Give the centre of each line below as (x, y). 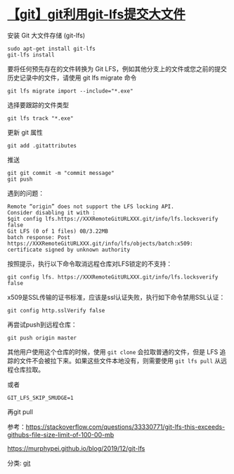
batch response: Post (39, 237)
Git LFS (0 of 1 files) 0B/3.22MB (58, 231)
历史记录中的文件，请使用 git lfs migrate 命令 (72, 78)
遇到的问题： (26, 193)
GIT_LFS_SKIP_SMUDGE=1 (40, 398)
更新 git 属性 (25, 132)
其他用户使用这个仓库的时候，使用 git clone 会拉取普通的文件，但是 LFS (113, 352)
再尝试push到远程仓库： (42, 324)
